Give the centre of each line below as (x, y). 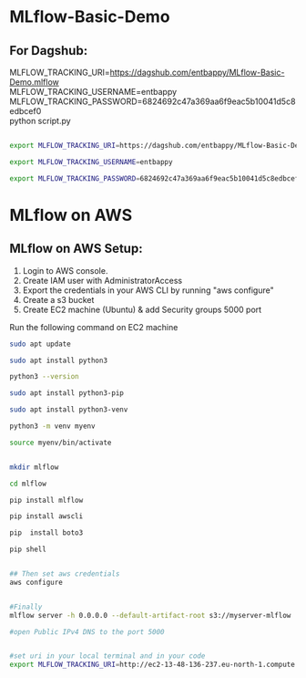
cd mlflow (28, 484)
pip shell (28, 549)
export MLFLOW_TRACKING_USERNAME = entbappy (91, 162)
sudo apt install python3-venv (69, 410)
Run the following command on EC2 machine (94, 327)
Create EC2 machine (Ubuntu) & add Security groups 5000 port (142, 309)
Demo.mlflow (34, 82)
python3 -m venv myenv (52, 426)
